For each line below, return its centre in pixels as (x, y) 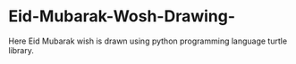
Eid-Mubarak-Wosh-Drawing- (122, 16)
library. (21, 50)
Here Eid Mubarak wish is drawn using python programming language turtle (148, 41)
